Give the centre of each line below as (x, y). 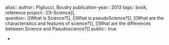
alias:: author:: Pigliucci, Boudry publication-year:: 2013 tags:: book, (77, 7)
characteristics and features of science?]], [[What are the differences (78, 23)
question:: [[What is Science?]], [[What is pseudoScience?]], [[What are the (85, 18)
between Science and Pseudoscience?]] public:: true (61, 29)
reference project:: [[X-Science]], (40, 13)
